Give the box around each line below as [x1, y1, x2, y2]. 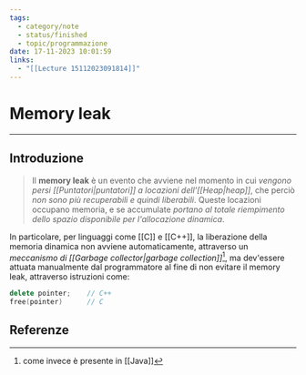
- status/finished [17, 30, 88, 39]
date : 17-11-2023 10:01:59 [9, 47, 112, 56]
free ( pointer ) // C [9, 298, 104, 307]
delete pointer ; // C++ [9, 289, 112, 299]
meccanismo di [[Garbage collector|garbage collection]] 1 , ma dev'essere [9, 250, 285, 263]
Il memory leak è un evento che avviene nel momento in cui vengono [31, 175, 292, 186]
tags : [9, 13, 30, 23]
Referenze [9, 322, 70, 338]
